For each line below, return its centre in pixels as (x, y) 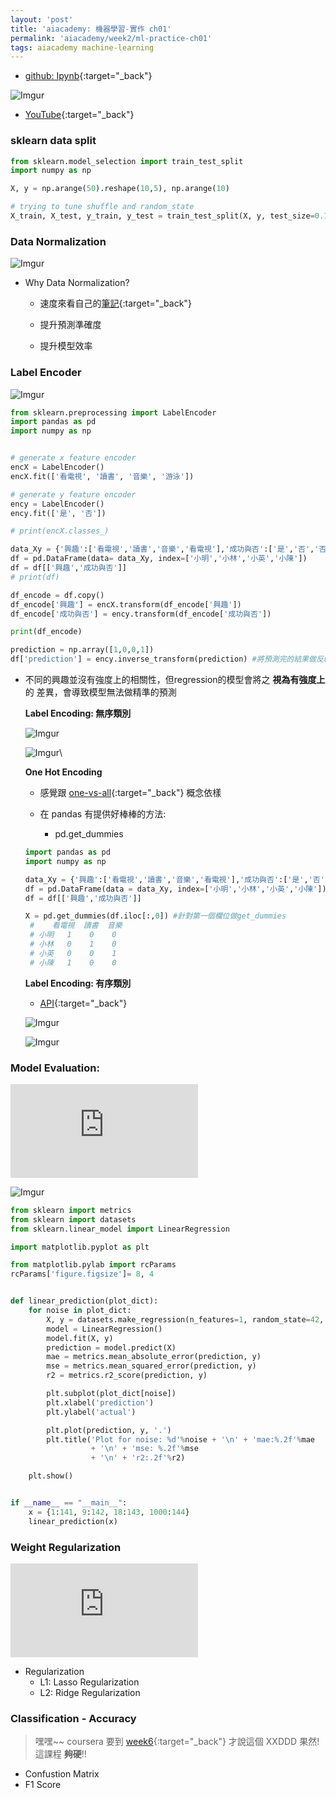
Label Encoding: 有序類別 (78, 983)
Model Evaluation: (55, 1068)
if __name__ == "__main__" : (69, 1503)
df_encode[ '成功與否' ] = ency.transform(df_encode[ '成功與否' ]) (141, 614)
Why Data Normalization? (77, 283)
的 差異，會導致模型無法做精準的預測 (100, 692)
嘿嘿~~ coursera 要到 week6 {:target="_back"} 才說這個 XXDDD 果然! (177, 1742)
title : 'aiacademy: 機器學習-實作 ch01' (91, 29)
